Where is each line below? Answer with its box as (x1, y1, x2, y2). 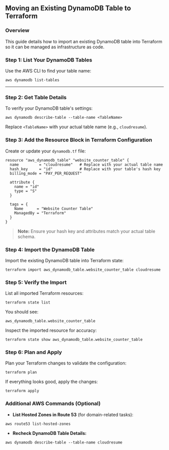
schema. (17, 234, 36, 240)
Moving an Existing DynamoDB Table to (5, 4, 131, 13)
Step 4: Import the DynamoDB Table (5, 246, 95, 253)
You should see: (5, 309, 39, 315)
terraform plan (5, 370, 37, 375)
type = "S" (14, 188, 37, 193)
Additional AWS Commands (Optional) (5, 400, 101, 407)
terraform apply (5, 389, 39, 394)
